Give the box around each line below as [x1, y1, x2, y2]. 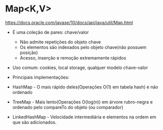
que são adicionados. [12, 119, 57, 125]
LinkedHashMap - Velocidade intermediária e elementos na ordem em [12, 113, 157, 120]
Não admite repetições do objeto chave [19, 38, 101, 45]
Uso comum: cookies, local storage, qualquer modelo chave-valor [12, 64, 148, 70]
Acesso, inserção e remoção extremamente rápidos [19, 54, 126, 60]
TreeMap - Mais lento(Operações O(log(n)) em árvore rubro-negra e [12, 98, 153, 105]
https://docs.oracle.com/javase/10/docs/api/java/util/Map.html [5, 19, 133, 25]
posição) [19, 49, 38, 55]
